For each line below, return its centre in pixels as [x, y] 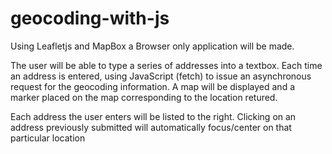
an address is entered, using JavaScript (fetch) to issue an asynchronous [161, 76]
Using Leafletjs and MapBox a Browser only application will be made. [152, 46]
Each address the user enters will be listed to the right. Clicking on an [153, 116]
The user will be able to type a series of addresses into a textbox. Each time [166, 65]
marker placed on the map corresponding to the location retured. [144, 97]
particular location [48, 138]
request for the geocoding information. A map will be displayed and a [153, 86]
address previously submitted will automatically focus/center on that [151, 127]
